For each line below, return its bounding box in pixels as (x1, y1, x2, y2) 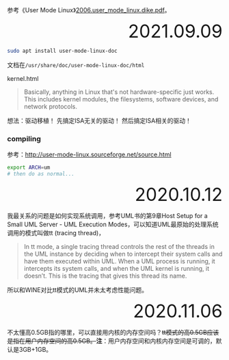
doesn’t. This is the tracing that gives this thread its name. (23, 272, 187, 280)
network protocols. (23, 102, 77, 110)
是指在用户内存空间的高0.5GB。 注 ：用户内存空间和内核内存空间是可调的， (7, 337, 217, 345)
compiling (7, 134, 41, 143)
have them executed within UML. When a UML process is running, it (23, 256, 215, 265)
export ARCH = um (7, 164, 51, 171)
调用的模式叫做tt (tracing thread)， (7, 228, 105, 237)
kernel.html (7, 74, 39, 82)
